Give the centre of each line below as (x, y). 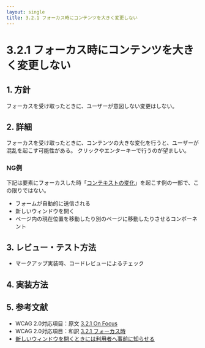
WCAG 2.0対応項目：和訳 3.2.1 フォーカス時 (70, 331)
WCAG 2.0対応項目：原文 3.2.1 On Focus (66, 323)
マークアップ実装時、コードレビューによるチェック (80, 263)
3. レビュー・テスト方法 (51, 247)
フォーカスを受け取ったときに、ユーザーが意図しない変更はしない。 (92, 106)
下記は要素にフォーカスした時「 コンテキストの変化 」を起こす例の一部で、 (100, 182)
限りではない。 (30, 190)
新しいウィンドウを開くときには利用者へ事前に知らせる (85, 339)
